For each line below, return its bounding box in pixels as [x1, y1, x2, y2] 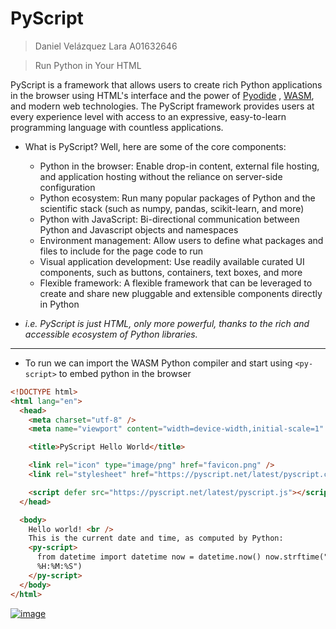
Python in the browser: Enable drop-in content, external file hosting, [39, 160, 320, 172]
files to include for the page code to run [39, 245, 204, 257]
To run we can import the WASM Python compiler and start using [24, 357, 293, 369]
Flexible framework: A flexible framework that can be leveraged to [39, 277, 313, 289]
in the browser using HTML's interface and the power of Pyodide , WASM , [10, 89, 315, 101]
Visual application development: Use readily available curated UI [39, 255, 305, 267]
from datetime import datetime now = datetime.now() [36, 552, 262, 562]
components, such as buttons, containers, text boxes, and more [39, 266, 303, 278]
